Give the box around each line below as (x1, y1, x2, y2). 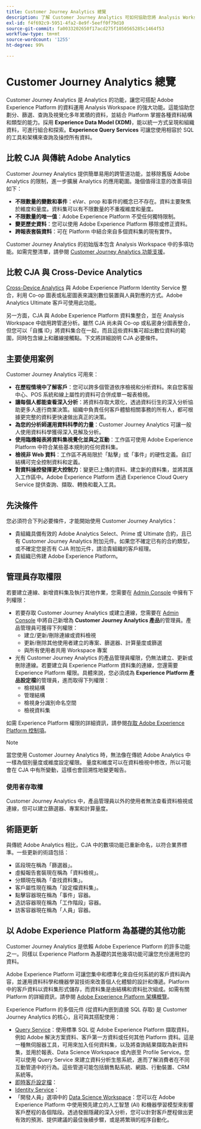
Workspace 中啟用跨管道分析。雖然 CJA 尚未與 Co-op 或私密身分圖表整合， (6, 319, 194, 327)
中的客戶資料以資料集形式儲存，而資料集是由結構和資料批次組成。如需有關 (6, 985, 190, 993)
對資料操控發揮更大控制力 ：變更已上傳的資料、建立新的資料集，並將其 (14, 466, 188, 473)
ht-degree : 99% (6, 43, 44, 49)
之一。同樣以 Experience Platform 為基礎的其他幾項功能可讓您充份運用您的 (6, 950, 190, 957)
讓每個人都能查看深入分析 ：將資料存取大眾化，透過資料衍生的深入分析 (14, 398, 188, 406)
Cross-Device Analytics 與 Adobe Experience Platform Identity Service (6, 284, 181, 292)
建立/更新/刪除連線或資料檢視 (23, 631, 96, 639)
